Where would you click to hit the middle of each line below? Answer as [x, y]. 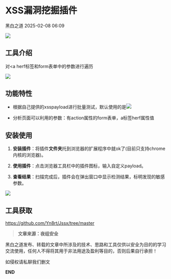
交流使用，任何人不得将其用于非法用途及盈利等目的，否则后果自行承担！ [81, 251]
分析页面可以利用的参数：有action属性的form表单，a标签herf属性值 [83, 118]
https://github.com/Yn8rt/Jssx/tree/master [50, 223]
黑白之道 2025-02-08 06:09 [35, 26]
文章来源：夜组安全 [38, 234]
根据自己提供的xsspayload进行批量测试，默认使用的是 [69, 107]
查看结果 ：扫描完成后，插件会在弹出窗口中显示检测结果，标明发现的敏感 [89, 177]
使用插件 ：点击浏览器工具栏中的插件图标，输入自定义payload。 [79, 166]
